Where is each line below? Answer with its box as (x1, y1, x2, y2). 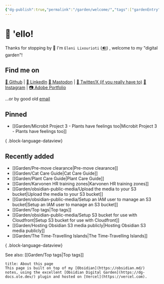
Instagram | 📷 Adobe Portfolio (5, 84, 66, 91)
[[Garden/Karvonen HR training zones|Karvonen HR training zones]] (12, 181, 149, 186)
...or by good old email (5, 96, 50, 102)
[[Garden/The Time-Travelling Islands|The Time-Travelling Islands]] (12, 233, 148, 238)
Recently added (5, 152, 54, 160)
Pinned (5, 110, 27, 118)
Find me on (5, 66, 40, 74)
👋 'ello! (5, 28, 34, 39)
